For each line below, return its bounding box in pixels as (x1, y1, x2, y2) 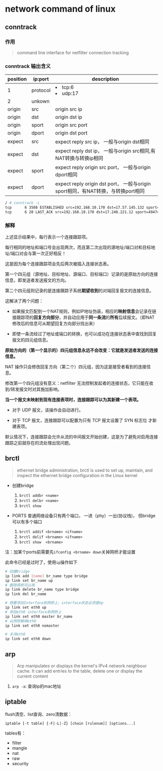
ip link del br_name (5, 592, 47, 597)
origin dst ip (55, 114, 82, 120)
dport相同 (55, 172, 78, 178)
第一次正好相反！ (32, 251, 66, 256)
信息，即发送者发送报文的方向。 (5, 277, 69, 283)
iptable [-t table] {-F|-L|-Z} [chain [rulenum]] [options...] (5, 721, 136, 726)
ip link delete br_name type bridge (5, 587, 79, 592)
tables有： (5, 730, 26, 736)
